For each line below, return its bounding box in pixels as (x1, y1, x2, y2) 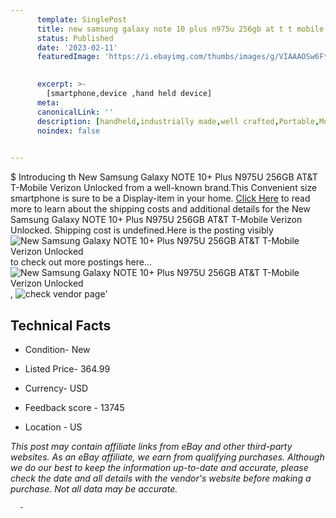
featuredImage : (36, 52, 101, 62)
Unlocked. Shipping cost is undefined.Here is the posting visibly (10, 224, 274, 236)
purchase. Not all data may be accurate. (10, 482, 178, 495)
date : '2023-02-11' (36, 42, 118, 53)
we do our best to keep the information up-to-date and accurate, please (10, 461, 309, 473)
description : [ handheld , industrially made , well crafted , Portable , (36, 116, 320, 126)
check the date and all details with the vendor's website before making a (10, 472, 312, 484)
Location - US (24, 421, 83, 433)
